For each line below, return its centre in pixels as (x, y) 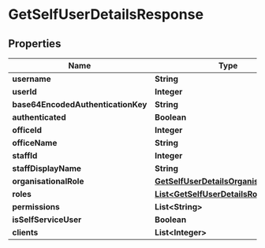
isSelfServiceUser (47, 220)
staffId (25, 155)
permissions (36, 207)
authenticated (39, 117)
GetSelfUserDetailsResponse (106, 15)
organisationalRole (48, 181)
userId (24, 92)
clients (25, 232)
